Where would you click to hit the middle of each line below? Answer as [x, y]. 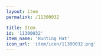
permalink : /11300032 [33, 17]
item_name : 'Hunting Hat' [38, 39]
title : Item [21, 28]
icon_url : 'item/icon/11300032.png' [51, 44]
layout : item [22, 11]
